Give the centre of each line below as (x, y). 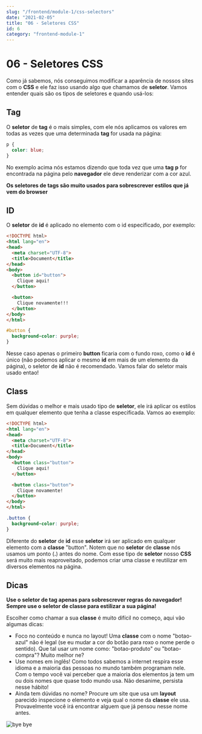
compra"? (27, 655)
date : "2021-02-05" (31, 17)
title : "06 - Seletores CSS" (43, 23)
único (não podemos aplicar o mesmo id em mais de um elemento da (92, 360)
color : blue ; (28, 150)
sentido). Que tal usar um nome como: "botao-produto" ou (88, 649)
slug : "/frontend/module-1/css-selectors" (60, 12)
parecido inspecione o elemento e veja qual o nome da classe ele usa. (103, 700)
